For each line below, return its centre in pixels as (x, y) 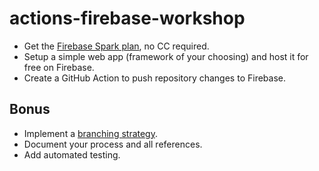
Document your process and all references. (113, 144)
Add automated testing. (72, 154)
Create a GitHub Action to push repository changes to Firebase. (154, 78)
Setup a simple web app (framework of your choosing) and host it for (166, 56)
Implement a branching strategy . (90, 133)
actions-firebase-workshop (127, 18)
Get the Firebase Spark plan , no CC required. (116, 46)
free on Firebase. (59, 67)
